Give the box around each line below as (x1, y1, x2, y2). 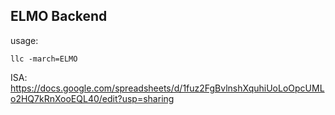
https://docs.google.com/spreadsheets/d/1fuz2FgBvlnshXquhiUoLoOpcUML (10, 82, 325, 94)
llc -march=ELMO (10, 54, 78, 64)
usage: (10, 34, 39, 46)
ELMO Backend (10, 8, 108, 25)
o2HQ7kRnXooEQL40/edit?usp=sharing (10, 92, 175, 104)
